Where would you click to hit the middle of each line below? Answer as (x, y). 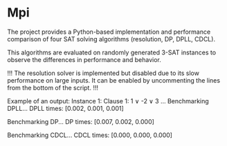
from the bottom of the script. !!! (53, 87)
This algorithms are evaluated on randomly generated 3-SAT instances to (112, 52)
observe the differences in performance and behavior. (84, 59)
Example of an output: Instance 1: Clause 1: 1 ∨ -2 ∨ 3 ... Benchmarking (108, 101)
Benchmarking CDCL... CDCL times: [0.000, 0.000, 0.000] (90, 135)
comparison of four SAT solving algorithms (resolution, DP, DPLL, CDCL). (111, 39)
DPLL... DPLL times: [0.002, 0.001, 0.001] (66, 108)
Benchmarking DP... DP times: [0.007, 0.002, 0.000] (81, 121)
